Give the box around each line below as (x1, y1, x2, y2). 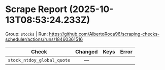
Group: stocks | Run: (5, 31, 48, 37)
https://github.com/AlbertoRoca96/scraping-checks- (49, 31, 160, 37)
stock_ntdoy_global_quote (8, 57, 71, 63)
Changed (75, 48, 98, 55)
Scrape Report (5, 4, 68, 15)
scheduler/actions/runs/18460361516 (5, 36, 83, 42)
